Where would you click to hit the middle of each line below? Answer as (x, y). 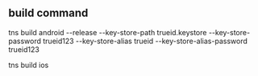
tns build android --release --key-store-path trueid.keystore (108, 32)
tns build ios (29, 65)
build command (48, 13)
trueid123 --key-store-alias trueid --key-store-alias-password (145, 41)
